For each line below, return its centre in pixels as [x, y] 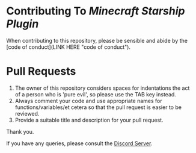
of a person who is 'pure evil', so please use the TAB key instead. [95, 94]
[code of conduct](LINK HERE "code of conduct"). [69, 47]
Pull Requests [41, 71]
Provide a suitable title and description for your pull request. [89, 120]
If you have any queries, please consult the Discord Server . [79, 143]
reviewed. [27, 113]
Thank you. [20, 131]
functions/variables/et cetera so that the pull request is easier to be [98, 107]
